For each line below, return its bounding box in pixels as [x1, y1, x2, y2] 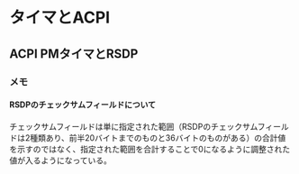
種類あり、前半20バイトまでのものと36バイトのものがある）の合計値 [30, 132, 286, 143]
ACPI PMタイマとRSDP [9, 46, 139, 61]
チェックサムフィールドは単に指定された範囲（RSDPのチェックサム [9, 121, 258, 132]
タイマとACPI [9, 7, 111, 28]
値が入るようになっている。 [9, 154, 113, 166]
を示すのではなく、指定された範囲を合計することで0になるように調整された [9, 143, 291, 154]
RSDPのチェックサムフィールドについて [9, 99, 156, 110]
